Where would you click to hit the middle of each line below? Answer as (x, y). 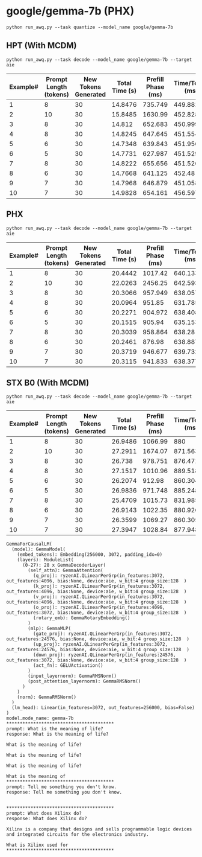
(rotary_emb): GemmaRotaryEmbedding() (81, 618)
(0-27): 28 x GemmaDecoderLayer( (64, 565)
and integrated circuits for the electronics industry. (78, 835)
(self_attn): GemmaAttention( (66, 571)
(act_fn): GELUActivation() (68, 666)
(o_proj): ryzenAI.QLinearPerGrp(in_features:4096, (99, 608)
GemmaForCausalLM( (29, 544)
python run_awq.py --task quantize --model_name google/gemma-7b (90, 27)
